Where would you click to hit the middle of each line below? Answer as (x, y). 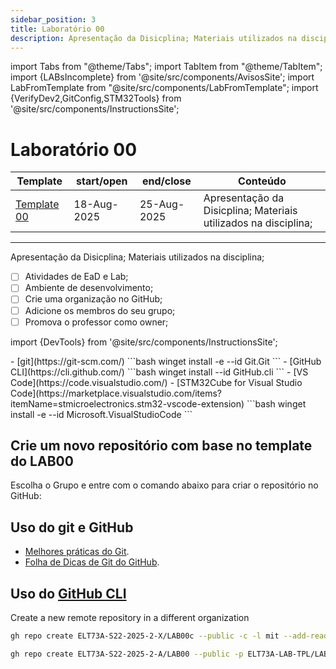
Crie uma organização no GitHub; (93, 299)
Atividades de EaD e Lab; (76, 277)
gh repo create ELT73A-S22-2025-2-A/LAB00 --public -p (127, 654)
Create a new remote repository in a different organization (130, 618)
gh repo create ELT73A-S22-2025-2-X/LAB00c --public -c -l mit (145, 636)
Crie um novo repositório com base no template (161, 446)
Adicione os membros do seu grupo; (100, 310)
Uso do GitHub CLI (68, 593)
